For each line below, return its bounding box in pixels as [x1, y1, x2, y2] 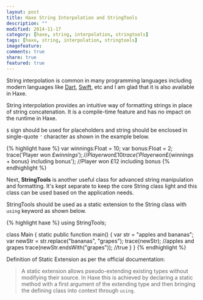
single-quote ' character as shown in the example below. [6, 132, 150, 140]
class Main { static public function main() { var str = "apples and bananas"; [6, 230, 194, 238]
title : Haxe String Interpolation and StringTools [6, 15, 138, 21]
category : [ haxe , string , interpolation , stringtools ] [6, 32, 149, 38]
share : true [6, 54, 37, 60]
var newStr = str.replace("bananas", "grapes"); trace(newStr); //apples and [6, 237, 194, 245]
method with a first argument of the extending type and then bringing [21, 280, 196, 287]
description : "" [6, 20, 48, 26]
